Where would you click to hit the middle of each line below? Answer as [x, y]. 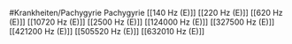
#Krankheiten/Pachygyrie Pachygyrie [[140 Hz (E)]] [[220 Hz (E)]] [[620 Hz [146, 13]
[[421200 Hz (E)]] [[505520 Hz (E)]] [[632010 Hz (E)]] [107, 31]
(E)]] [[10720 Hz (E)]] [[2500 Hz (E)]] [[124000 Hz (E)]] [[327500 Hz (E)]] [142, 22]
